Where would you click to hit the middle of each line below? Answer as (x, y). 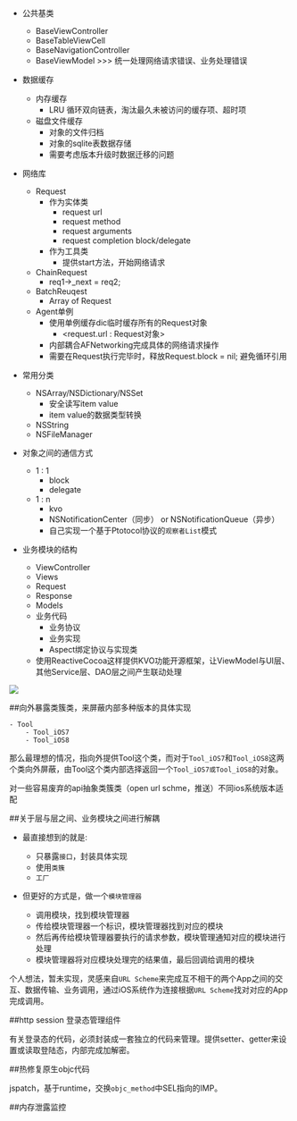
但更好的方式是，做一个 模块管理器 (82, 896)
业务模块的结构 (49, 549)
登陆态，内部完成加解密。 (87, 1050)
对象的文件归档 (76, 132)
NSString (52, 425)
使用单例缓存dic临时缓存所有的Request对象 (128, 323)
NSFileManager (64, 434)
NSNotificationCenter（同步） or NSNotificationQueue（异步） (164, 519)
